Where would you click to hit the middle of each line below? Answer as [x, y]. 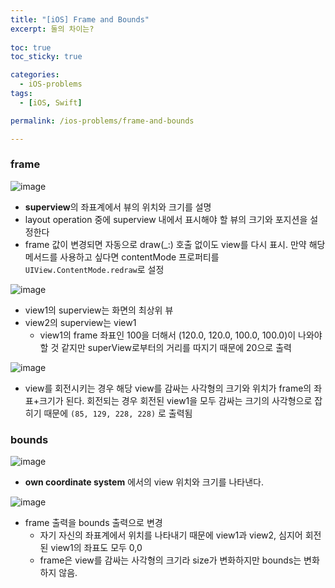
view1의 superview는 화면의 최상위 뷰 [99, 310]
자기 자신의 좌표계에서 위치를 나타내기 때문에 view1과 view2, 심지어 [171, 535]
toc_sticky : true [46, 57]
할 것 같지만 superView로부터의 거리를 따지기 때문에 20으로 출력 [165, 347]
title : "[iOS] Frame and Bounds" [80, 19]
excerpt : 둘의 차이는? [52, 29]
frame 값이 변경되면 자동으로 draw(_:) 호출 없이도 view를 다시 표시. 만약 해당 [175, 244]
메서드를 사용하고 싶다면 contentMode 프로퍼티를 [122, 257]
